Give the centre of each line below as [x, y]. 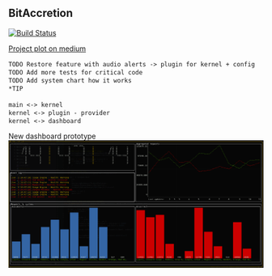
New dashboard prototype [52, 136]
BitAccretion [41, 13]
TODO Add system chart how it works [70, 80]
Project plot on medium [47, 49]
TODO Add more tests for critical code [76, 72]
